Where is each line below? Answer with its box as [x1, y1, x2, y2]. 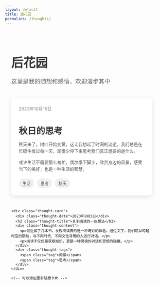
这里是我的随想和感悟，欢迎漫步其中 [11, 77, 111, 86]
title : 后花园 [5, 12, 32, 17]
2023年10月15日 [18, 106, 52, 111]
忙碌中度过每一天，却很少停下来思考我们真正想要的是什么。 [18, 148, 138, 154]
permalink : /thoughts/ [5, 16, 51, 21]
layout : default [5, 7, 38, 12]
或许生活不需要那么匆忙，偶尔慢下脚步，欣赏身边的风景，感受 [18, 159, 142, 165]
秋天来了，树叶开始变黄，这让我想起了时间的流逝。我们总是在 [18, 141, 142, 147]
